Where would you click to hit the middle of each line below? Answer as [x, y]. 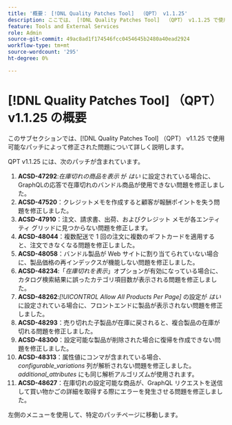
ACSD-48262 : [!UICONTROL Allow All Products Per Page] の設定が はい [119, 296]
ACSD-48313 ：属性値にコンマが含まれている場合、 [91, 357]
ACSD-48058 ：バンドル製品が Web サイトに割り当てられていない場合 [118, 253]
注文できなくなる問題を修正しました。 [84, 245]
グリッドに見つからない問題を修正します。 [92, 227]
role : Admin [25, 33]
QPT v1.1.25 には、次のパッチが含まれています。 [76, 161]
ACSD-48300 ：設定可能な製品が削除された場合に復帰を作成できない [116, 340]
